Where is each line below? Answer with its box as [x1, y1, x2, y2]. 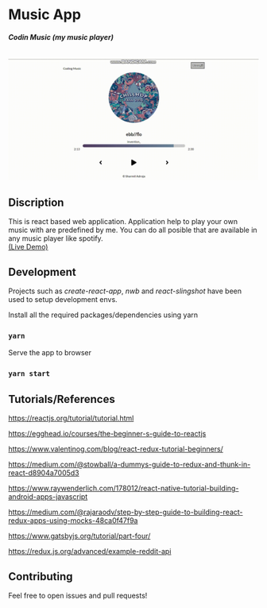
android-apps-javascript [8, 492, 88, 502]
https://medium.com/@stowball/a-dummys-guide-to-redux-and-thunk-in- [8, 459, 251, 470]
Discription [8, 196, 64, 209]
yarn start [8, 370, 50, 378]
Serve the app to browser [8, 348, 92, 358]
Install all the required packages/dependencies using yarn [8, 310, 199, 319]
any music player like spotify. [8, 234, 103, 243]
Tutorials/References [8, 392, 115, 406]
